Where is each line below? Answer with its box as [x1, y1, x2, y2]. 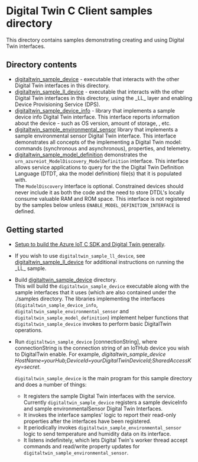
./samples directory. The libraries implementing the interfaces [14, 295, 165, 302]
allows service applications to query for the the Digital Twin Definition [14, 163, 184, 171]
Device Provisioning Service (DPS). [14, 101, 100, 108]
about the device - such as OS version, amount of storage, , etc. [14, 120, 171, 127]
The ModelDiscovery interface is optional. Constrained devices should [14, 182, 184, 190]
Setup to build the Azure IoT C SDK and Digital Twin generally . [14, 240, 166, 248]
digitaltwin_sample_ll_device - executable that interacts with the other [14, 88, 184, 95]
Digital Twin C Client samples [6, 4, 152, 18]
